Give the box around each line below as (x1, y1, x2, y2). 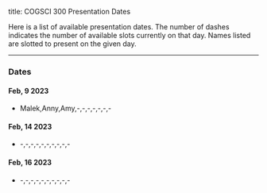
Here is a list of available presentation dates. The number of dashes (8, 22, 230, 31)
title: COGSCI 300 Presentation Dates (8, 7, 131, 16)
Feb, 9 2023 (8, 86, 49, 95)
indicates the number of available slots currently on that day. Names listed (8, 31, 251, 40)
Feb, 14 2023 (8, 122, 52, 131)
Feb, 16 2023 (8, 157, 52, 167)
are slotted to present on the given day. (8, 39, 137, 48)
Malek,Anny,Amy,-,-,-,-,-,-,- (19, 103, 112, 114)
